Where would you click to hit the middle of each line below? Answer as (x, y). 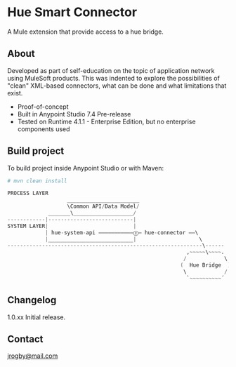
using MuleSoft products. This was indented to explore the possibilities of (113, 78)
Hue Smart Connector (72, 12)
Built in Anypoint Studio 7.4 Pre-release (74, 114)
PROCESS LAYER (28, 194)
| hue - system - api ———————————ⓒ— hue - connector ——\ (122, 232)
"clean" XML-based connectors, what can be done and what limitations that (117, 86)
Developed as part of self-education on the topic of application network (111, 70)
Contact (25, 339)
